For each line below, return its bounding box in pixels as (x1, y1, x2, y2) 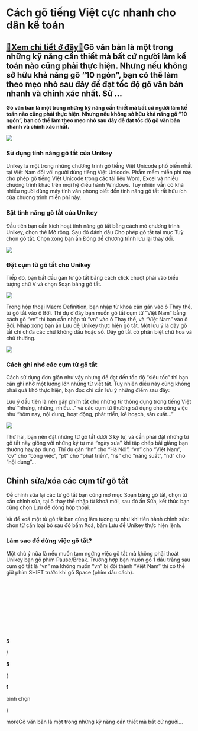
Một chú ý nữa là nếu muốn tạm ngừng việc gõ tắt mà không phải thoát (6, 550, 179, 557)
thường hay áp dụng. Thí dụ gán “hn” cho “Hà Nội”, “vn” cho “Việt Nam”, (6, 446, 182, 453)
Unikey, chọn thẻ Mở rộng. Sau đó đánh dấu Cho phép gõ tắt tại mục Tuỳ (6, 228, 184, 235)
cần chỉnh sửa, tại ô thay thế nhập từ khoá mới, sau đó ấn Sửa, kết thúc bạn (6, 498, 190, 505)
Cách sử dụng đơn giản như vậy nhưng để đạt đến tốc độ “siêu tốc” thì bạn (6, 374, 189, 381)
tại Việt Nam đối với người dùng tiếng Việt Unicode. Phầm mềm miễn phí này (6, 169, 192, 176)
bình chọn (6, 695, 31, 703)
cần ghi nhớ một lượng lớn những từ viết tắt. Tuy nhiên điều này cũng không (6, 380, 191, 388)
